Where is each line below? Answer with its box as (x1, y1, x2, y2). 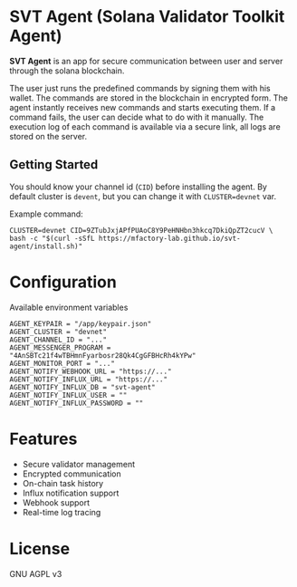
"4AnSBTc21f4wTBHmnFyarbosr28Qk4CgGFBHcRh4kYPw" (9, 351, 196, 360)
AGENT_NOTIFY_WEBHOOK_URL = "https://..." (9, 367, 172, 376)
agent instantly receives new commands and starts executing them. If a (9, 101, 276, 112)
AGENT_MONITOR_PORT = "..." (9, 359, 116, 368)
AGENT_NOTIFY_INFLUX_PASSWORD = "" (9, 399, 144, 408)
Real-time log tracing (22, 506, 101, 517)
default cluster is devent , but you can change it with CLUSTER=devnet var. (9, 190, 277, 201)
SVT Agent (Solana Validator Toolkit (9, 6, 285, 27)
